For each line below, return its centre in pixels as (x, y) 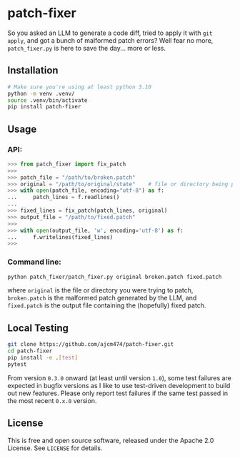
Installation (33, 70)
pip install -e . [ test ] (43, 358)
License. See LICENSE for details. (55, 448)
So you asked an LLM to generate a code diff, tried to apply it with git (110, 33)
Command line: (35, 262)
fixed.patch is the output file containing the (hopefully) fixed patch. (107, 305)
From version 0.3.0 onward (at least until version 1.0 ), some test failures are (120, 378)
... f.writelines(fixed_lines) (60, 237)
